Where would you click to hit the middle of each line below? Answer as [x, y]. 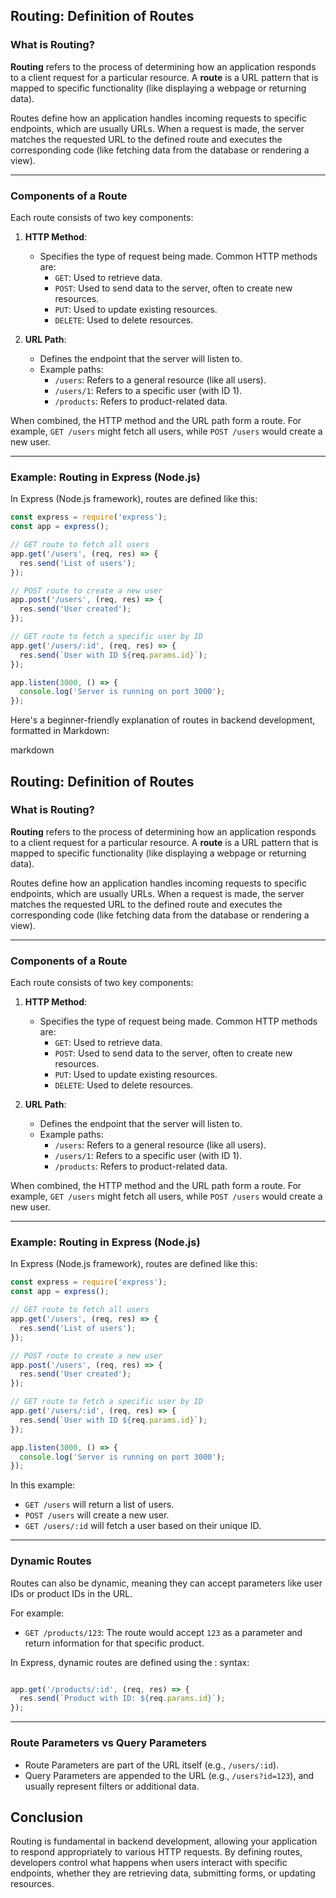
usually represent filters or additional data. [112, 1786]
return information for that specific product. [114, 1643]
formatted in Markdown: [60, 731]
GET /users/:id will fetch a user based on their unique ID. [143, 1526]
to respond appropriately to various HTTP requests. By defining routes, [156, 1852]
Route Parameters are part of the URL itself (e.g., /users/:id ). [152, 1765]
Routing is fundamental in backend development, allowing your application [164, 1841]
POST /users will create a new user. [97, 1515]
